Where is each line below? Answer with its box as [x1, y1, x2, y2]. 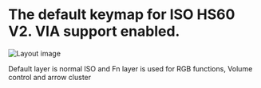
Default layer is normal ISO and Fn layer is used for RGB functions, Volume [8, 63, 253, 73]
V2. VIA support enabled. [8, 22, 180, 40]
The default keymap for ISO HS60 [8, 6, 235, 24]
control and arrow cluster [8, 72, 92, 82]
